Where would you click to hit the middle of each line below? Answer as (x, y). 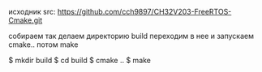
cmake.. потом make (43, 44)
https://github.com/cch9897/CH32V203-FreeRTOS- (144, 12)
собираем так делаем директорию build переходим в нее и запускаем (131, 36)
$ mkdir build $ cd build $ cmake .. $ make (80, 60)
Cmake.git (26, 20)
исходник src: (32, 12)
